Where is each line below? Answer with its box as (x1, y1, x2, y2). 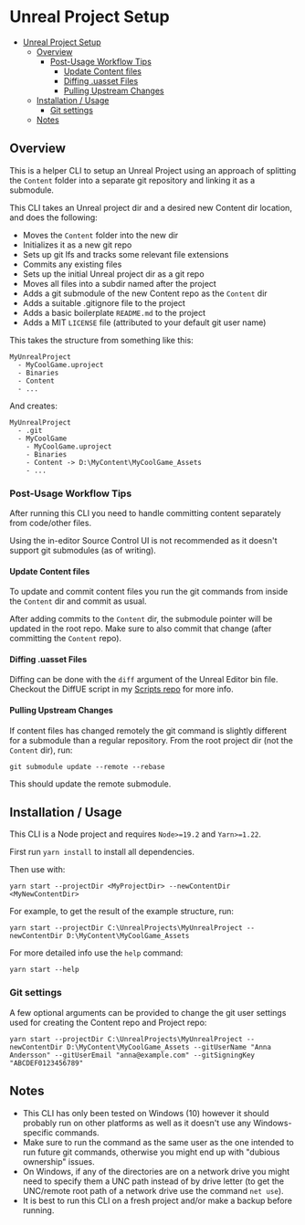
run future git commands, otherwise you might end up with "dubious (22, 1146, 280, 1157)
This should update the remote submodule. (9, 778, 172, 789)
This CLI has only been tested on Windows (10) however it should (22, 1107, 269, 1118)
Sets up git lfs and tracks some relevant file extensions (22, 248, 229, 259)
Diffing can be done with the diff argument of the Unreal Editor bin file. (9, 674, 279, 685)
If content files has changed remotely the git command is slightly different (9, 724, 288, 736)
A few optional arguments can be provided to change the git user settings (9, 1007, 287, 1018)
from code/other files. (9, 518, 92, 529)
